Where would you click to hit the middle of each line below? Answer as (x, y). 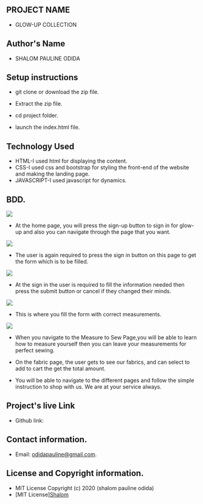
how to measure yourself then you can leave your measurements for (101, 344)
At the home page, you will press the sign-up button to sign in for (96, 226)
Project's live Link (41, 406)
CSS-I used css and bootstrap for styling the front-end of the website (102, 168)
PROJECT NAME (38, 10)
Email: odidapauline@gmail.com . (56, 454)
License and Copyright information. (75, 473)
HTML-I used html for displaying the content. (71, 161)
